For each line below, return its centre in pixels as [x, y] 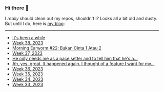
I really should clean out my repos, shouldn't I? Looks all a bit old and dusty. [81, 19]
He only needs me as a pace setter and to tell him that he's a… [75, 59]
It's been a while [29, 38]
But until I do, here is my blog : [35, 23]
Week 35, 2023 [27, 74]
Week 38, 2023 [28, 43]
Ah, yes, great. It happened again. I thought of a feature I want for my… [83, 64]
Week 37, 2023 [27, 53]
